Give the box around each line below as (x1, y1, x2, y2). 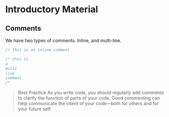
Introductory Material (5, 4, 98, 15)
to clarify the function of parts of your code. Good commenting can (17, 95, 160, 101)
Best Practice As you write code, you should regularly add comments (17, 89, 164, 96)
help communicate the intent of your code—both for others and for (17, 101, 159, 107)
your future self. (17, 106, 52, 112)
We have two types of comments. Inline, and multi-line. (5, 37, 122, 43)
